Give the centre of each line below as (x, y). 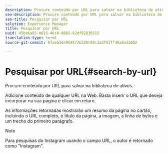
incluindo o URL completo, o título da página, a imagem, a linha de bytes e (81, 115)
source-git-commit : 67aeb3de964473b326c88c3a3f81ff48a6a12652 (71, 43)
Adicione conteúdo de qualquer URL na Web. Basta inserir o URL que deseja (84, 95)
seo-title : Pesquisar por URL (37, 19)
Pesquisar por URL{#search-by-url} (81, 71)
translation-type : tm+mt (31, 38)
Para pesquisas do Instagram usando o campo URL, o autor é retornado (79, 140)
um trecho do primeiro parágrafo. (39, 121)
